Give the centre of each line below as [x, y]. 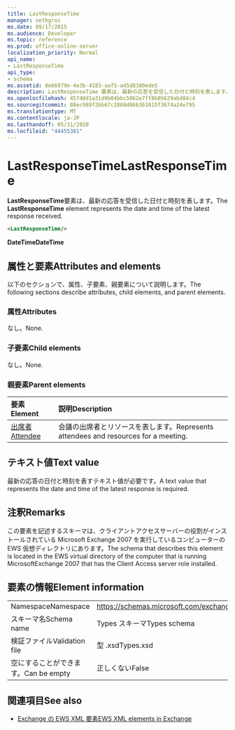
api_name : [22, 60]
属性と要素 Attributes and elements [84, 266]
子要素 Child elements [44, 348]
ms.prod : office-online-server [53, 46]
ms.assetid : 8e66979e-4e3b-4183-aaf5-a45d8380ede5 [83, 85]
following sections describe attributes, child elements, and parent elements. [116, 292]
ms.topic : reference [37, 40]
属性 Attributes [32, 311]
